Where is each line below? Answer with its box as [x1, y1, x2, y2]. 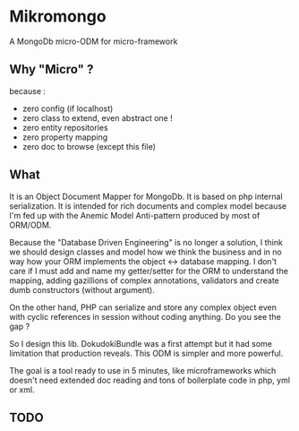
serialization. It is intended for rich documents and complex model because [9, 200, 287, 211]
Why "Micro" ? [9, 62, 94, 77]
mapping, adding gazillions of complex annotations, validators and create [9, 275, 280, 286]
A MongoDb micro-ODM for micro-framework [9, 36, 178, 47]
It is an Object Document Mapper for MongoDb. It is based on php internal [9, 191, 284, 202]
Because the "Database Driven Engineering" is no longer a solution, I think [9, 237, 284, 247]
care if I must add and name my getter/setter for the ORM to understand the [9, 265, 289, 276]
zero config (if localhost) [21, 103, 114, 114]
